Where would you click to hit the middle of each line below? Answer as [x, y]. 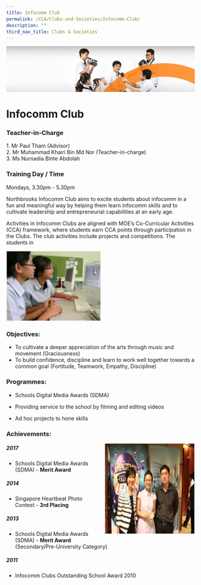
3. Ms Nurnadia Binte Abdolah [43, 158]
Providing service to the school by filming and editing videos [89, 406]
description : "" [26, 25]
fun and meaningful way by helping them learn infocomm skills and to [92, 205]
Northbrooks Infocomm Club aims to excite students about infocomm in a [96, 199]
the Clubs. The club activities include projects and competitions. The [91, 236]
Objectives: [23, 334]
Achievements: [29, 434]
